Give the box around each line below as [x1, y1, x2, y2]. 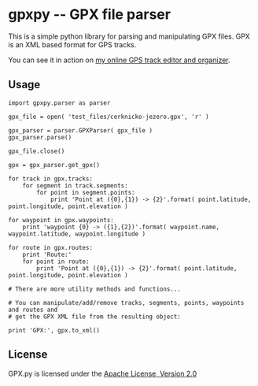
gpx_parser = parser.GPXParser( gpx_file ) [8, 126, 153, 135]
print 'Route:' [22, 251, 72, 258]
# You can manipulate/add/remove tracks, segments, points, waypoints [8, 299, 245, 306]
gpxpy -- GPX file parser [8, 6, 171, 24]
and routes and [8, 306, 58, 314]
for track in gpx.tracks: [8, 175, 93, 183]
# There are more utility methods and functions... [8, 285, 181, 293]
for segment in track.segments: [22, 181, 128, 190]
